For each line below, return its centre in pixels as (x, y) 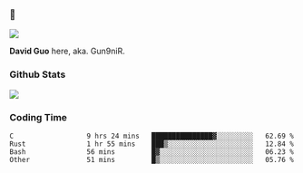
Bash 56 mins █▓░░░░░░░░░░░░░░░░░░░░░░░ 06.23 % (152, 152)
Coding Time (39, 117)
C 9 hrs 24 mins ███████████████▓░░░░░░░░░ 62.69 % (152, 136)
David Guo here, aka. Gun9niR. (67, 51)
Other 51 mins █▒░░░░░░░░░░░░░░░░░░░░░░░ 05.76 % (152, 159)
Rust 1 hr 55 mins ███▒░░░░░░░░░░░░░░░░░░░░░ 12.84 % (152, 144)
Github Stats (38, 74)
